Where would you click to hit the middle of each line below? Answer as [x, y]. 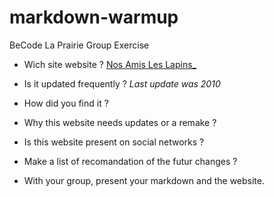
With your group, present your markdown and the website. [144, 180]
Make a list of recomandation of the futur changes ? [130, 161]
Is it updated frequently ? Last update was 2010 [122, 83]
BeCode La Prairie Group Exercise [79, 45]
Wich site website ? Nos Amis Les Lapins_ [110, 64]
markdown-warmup [94, 17]
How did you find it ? [66, 103]
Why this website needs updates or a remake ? [120, 122]
